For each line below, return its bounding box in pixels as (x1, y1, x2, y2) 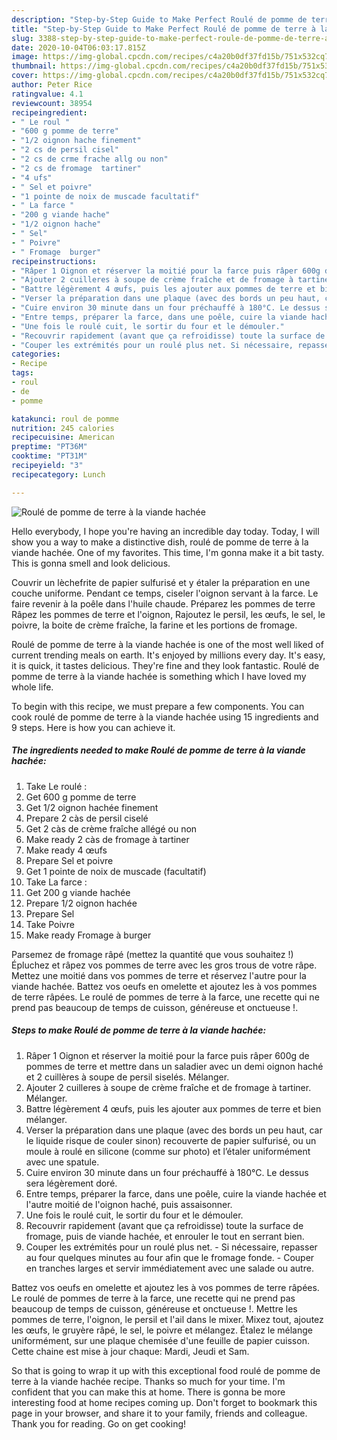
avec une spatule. (25, 1156, 100, 1168)
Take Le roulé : (25, 780, 88, 792)
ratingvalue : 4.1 (11, 89, 84, 99)
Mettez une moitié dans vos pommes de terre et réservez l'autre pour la (11, 969, 307, 981)
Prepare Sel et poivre (25, 854, 114, 866)
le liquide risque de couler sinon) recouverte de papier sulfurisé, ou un (25, 1134, 317, 1146)
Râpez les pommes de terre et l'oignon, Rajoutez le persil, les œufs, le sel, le (11, 608, 326, 620)
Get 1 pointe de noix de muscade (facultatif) (25, 865, 207, 877)
